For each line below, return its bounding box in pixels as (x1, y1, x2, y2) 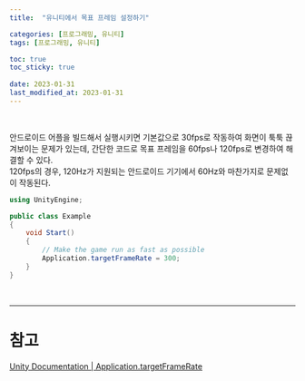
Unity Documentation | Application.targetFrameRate (9, 360, 202, 372)
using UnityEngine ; (9, 195, 84, 204)
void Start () (25, 229, 75, 238)
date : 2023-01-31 (9, 80, 75, 89)
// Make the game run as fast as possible (42, 246, 205, 255)
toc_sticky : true (9, 63, 75, 73)
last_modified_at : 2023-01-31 (9, 88, 124, 97)
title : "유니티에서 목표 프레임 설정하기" (9, 13, 150, 23)
